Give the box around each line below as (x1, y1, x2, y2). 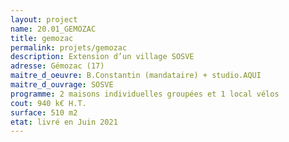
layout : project (10, 14, 78, 25)
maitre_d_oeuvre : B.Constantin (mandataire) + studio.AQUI (10, 71, 262, 81)
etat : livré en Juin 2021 (10, 117, 118, 127)
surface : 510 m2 (10, 107, 78, 118)
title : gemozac (10, 33, 74, 43)
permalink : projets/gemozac (10, 42, 128, 53)
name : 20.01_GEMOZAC (10, 24, 97, 34)
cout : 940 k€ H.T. (10, 98, 87, 108)
